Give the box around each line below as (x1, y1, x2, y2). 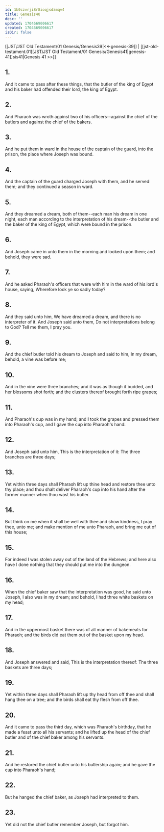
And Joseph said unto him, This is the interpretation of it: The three (5, 449, 141, 455)
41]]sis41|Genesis (5, 54, 41, 59)
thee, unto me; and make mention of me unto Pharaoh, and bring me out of (5, 524, 156, 530)
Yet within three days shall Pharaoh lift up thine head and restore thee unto (5, 481, 156, 487)
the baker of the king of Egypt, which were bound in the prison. (5, 221, 133, 227)
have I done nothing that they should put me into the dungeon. (5, 562, 131, 567)
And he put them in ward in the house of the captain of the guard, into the (5, 146, 154, 152)
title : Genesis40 (5, 12, 41, 17)
